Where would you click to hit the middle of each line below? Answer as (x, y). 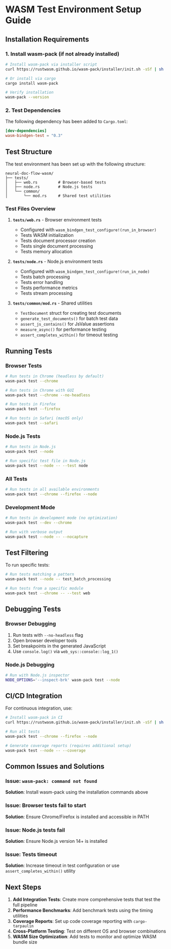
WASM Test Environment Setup (73, 9)
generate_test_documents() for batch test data (69, 318)
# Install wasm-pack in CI (34, 718)
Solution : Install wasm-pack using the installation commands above (77, 792)
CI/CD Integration (34, 696)
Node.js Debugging (30, 664)
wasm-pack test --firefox (33, 409)
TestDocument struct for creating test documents (71, 313)
